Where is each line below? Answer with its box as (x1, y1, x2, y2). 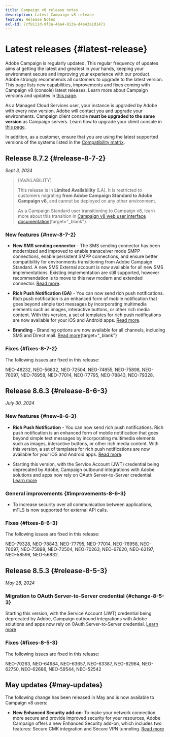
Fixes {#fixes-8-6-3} (5, 519, 58, 526)
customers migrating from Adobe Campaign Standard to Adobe (17, 192, 153, 198)
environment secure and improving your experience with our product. (5, 71, 151, 77)
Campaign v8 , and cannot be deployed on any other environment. (17, 198, 156, 204)
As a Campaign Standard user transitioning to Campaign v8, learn (17, 208, 155, 214)
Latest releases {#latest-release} (5, 44, 148, 55)
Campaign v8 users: (5, 699, 48, 706)
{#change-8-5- (125, 592, 165, 599)
